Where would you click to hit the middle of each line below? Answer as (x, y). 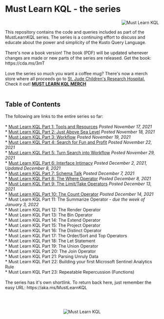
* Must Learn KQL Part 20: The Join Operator (51, 251)
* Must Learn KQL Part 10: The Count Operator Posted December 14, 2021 (79, 194)
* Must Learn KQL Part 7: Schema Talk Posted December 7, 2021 (70, 173)
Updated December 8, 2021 (33, 168)
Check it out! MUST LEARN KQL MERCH (46, 84)
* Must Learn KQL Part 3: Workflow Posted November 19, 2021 (68, 137)
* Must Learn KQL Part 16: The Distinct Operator (53, 230)
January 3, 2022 (22, 204)
